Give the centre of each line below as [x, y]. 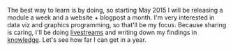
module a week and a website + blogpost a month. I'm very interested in [111, 17]
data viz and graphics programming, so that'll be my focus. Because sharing [117, 25]
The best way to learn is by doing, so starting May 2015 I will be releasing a [115, 10]
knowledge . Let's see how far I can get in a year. [77, 40]
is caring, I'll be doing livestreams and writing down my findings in [102, 32]
